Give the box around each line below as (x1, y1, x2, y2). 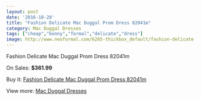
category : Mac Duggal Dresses (6, 25, 82, 32)
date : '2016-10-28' (6, 14, 55, 20)
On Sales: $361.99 (6, 64, 53, 71)
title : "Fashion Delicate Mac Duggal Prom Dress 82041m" (6, 20, 151, 26)
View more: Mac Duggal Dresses (6, 87, 87, 94)
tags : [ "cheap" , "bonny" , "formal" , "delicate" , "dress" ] (6, 31, 144, 37)
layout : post (6, 8, 39, 15)
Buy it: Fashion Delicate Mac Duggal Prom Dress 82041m (6, 76, 147, 83)
